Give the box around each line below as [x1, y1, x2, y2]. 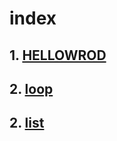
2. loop [9, 80, 54, 97]
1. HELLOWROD [9, 47, 107, 64]
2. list [9, 115, 45, 132]
